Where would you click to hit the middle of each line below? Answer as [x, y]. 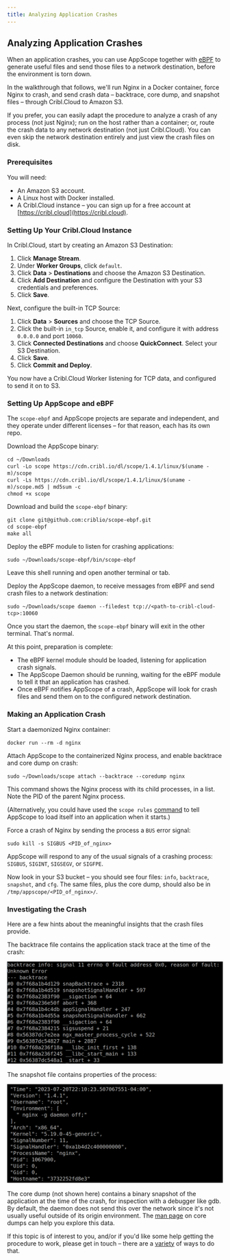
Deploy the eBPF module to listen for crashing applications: [91, 547]
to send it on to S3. [34, 386]
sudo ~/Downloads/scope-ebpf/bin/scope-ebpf [72, 560]
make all [20, 534]
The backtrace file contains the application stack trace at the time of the [109, 944]
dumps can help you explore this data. [61, 1223]
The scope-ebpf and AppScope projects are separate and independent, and [113, 418]
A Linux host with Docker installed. [66, 198]
